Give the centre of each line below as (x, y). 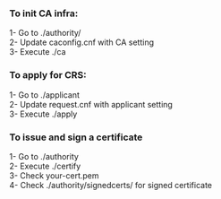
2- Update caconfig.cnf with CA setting (82, 42)
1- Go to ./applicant (45, 95)
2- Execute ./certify (45, 166)
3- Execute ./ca (38, 52)
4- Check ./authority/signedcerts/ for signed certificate (111, 185)
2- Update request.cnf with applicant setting (91, 104)
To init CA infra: (44, 13)
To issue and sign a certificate (76, 137)
